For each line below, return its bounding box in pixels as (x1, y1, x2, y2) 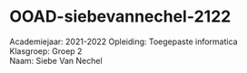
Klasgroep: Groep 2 (9, 45, 83, 56)
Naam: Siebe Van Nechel (9, 55, 103, 66)
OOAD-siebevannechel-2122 (9, 6, 232, 27)
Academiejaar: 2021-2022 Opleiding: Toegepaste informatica (9, 36, 238, 47)
